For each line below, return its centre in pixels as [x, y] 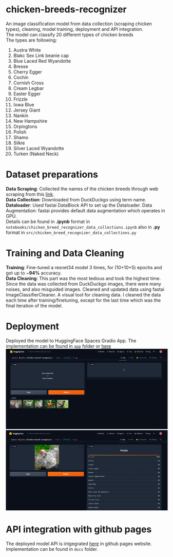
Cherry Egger [28, 72]
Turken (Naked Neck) [36, 154]
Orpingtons [25, 126]
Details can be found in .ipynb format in [48, 221]
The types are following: [32, 40]
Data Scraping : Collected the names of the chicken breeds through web [82, 189]
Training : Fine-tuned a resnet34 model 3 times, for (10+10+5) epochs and [84, 267]
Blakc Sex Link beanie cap [41, 55]
